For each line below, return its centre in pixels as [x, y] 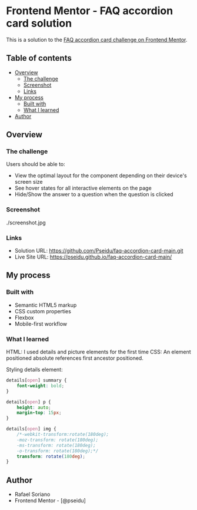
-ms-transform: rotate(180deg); [56, 445]
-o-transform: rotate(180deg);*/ [58, 451]
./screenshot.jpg [26, 223]
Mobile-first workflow [41, 324]
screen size [29, 182]
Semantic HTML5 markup [46, 305]
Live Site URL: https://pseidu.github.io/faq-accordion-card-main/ [93, 257]
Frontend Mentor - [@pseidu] [50, 501]
